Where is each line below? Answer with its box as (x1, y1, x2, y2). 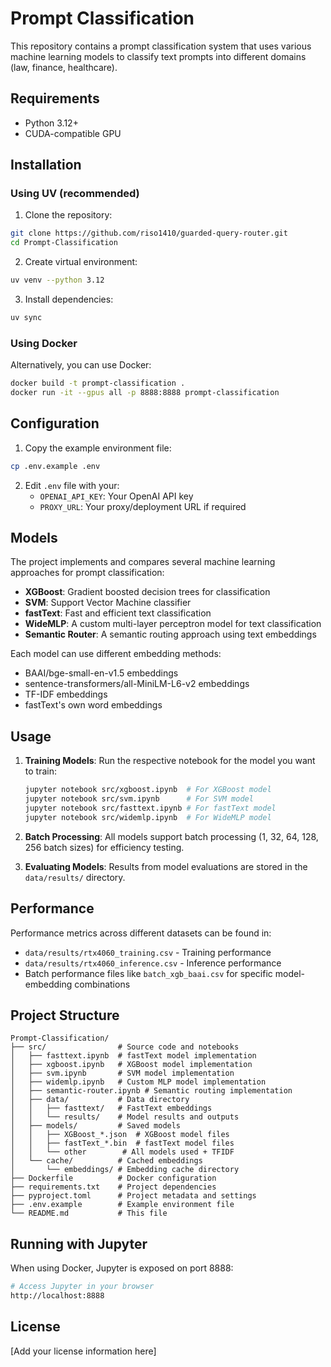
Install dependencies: (24, 293, 114, 306)
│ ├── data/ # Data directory (10, 1095, 190, 1105)
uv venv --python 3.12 (10, 275, 105, 286)
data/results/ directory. (24, 871, 126, 883)
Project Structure (10, 1007, 120, 1024)
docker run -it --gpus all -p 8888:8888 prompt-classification (10, 388, 280, 398)
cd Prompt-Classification (10, 238, 118, 248)
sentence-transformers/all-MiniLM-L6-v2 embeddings (24, 678, 250, 690)
